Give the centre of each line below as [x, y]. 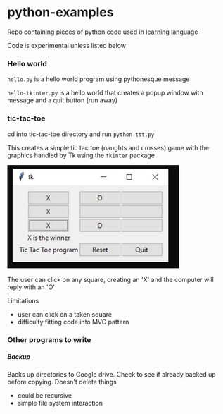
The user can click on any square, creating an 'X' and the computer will [111, 279]
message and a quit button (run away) [63, 100]
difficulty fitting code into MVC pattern [73, 322]
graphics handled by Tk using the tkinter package [81, 155]
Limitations [23, 300]
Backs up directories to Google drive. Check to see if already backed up [111, 375]
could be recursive [45, 396]
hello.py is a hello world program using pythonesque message [98, 79]
